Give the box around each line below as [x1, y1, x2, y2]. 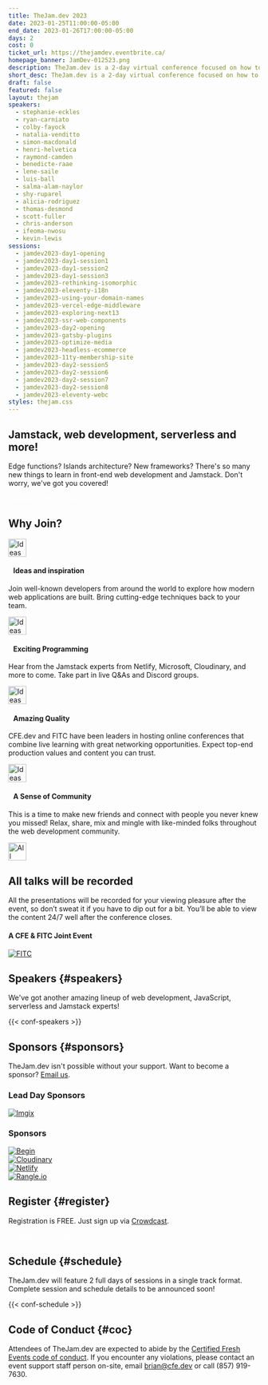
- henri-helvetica [15, 145, 77, 153]
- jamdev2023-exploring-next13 [15, 308, 120, 316]
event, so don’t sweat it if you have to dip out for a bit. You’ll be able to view [8, 904, 257, 913]
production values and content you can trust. [8, 748, 156, 758]
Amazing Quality [13, 713, 70, 723]
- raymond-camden [15, 153, 73, 161]
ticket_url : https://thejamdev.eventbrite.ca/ [8, 49, 166, 57]
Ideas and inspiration [13, 566, 85, 575]
